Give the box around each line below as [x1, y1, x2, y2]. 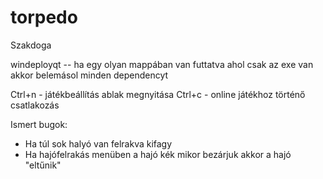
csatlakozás [10, 99, 60, 111]
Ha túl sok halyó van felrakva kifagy [24, 137, 173, 150]
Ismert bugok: [10, 118, 68, 130]
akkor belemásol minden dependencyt [10, 69, 169, 81]
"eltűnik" [24, 159, 62, 171]
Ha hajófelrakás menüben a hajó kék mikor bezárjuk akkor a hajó [24, 148, 292, 160]
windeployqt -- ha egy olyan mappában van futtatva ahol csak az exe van [10, 58, 314, 70]
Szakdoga [10, 39, 52, 51]
